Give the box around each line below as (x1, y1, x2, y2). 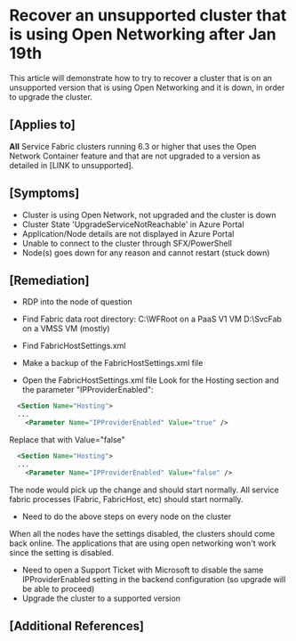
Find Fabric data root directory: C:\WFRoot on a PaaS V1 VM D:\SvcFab (21, 313, 283, 325)
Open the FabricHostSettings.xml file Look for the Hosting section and (21, 375, 280, 385)
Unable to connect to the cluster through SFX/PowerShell (21, 238, 233, 248)
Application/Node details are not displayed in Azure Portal (21, 228, 235, 239)
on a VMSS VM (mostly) (21, 323, 110, 334)
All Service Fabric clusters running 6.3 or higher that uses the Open (9, 141, 257, 151)
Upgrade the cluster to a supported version (21, 593, 180, 604)
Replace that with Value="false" (9, 434, 126, 445)
